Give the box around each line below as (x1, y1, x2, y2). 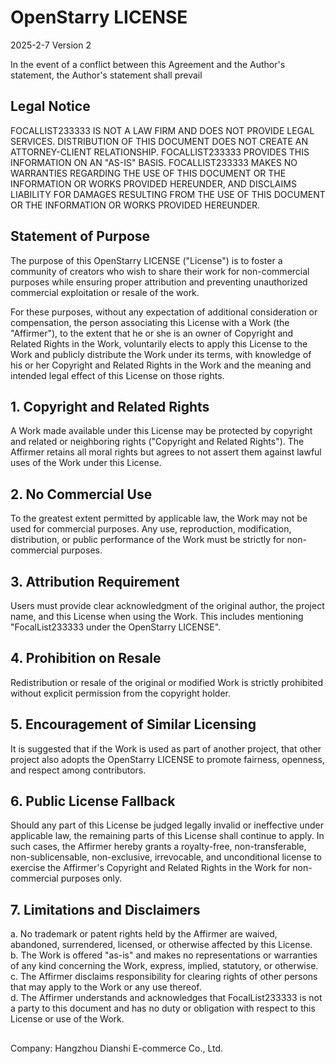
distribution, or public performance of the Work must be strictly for (10, 534, 285, 546)
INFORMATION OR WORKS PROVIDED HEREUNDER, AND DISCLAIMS (10, 177, 297, 190)
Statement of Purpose (10, 228, 151, 245)
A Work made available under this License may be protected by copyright (10, 425, 313, 437)
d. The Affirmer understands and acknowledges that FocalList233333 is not (10, 992, 323, 1004)
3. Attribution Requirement (10, 573, 180, 590)
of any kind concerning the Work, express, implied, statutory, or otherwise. (10, 960, 319, 972)
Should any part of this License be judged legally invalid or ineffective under (10, 819, 324, 831)
